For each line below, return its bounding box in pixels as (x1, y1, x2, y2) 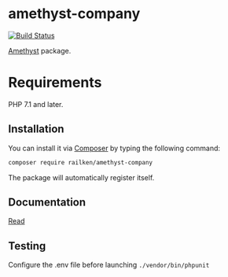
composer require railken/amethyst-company (8, 158, 153, 166)
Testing (8, 239, 46, 253)
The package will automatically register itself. (8, 172, 155, 182)
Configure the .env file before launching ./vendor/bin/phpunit (8, 260, 210, 270)
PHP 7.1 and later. (8, 99, 64, 109)
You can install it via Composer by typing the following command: (8, 143, 221, 153)
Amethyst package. (8, 46, 72, 55)
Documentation (8, 195, 86, 209)
